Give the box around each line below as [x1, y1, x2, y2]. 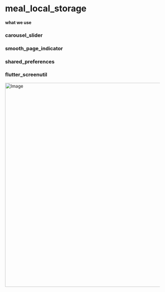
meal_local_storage [5, 3, 87, 14]
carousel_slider [5, 31, 43, 38]
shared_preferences [5, 58, 55, 65]
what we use [5, 19, 32, 25]
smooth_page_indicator [5, 45, 63, 52]
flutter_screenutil [5, 71, 48, 78]
